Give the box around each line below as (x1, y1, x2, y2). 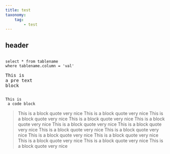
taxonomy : (5, 12, 27, 17)
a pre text (5, 78, 33, 84)
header (5, 41, 29, 49)
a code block (7, 101, 36, 107)
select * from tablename (5, 59, 58, 64)
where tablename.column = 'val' (5, 64, 74, 69)
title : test (5, 7, 31, 13)
